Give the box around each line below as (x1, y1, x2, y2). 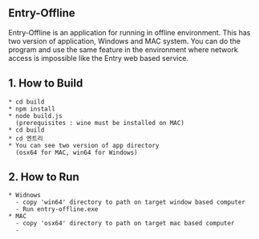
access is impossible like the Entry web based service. (8, 53, 189, 63)
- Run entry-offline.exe (15, 205, 99, 213)
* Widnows (8, 192, 42, 200)
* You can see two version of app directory (8, 141, 160, 149)
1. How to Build (8, 76, 83, 91)
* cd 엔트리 (8, 134, 43, 143)
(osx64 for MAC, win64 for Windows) (15, 148, 138, 156)
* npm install (8, 104, 56, 113)
